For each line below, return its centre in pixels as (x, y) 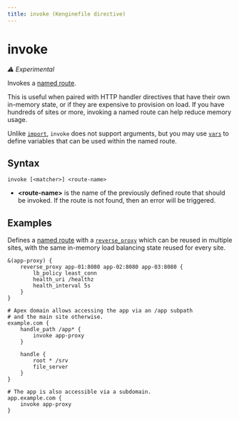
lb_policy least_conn (65, 273)
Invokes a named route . (42, 83)
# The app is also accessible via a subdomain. (80, 392)
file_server (51, 367)
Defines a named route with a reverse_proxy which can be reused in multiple (120, 240)
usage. (17, 119)
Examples (30, 223)
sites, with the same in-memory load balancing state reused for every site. (117, 248)
